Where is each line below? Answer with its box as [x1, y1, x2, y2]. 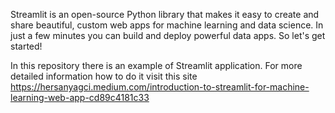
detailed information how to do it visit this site [10, 70, 198, 82]
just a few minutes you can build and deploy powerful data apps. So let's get [10, 30, 326, 41]
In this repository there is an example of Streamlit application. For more [10, 60, 303, 71]
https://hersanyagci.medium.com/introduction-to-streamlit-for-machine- [10, 81, 310, 93]
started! [10, 40, 43, 52]
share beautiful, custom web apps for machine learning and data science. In [10, 19, 324, 31]
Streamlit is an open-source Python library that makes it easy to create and [10, 9, 320, 20]
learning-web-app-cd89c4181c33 [10, 92, 150, 103]
